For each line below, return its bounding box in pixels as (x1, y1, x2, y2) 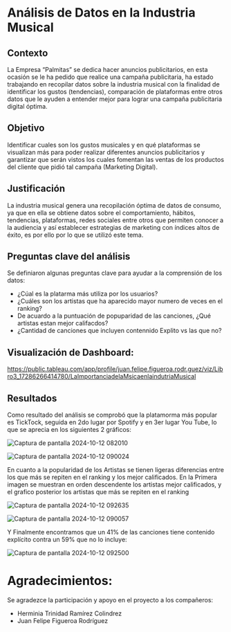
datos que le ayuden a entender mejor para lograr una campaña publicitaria (7, 95, 223, 103)
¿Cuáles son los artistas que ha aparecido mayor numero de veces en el (17, 297, 223, 305)
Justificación (7, 183, 66, 195)
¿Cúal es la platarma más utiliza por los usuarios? (17, 289, 158, 298)
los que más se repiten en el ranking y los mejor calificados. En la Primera (7, 473, 218, 482)
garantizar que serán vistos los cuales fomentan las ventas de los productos (7, 155, 225, 163)
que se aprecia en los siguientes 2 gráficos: (7, 426, 131, 434)
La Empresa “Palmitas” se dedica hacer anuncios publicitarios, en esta (7, 66, 208, 73)
